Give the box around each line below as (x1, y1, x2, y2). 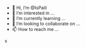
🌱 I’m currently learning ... (12, 15, 66, 21)
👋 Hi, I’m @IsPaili (12, 5, 47, 10)
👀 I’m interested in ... (12, 10, 55, 16)
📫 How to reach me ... (12, 26, 59, 32)
